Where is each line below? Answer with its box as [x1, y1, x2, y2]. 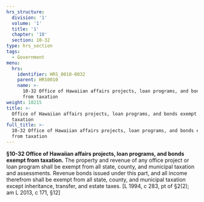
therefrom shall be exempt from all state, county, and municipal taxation [6, 176, 186, 183]
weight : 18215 [6, 99, 42, 105]
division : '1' [12, 15, 47, 21]
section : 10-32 [12, 37, 50, 43]
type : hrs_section [6, 43, 53, 49]
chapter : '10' [12, 32, 47, 38]
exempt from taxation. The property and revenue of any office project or [6, 156, 189, 164]
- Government [12, 54, 45, 60]
